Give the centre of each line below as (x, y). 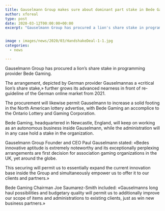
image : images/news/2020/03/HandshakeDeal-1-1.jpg (59, 41)
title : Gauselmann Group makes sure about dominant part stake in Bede (80, 10)
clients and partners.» (27, 178)
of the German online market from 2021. (65, 93)
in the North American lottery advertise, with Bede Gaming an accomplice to (82, 108)
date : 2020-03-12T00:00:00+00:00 (39, 23)
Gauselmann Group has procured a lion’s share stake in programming (75, 68)
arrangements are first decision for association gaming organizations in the (81, 153)
